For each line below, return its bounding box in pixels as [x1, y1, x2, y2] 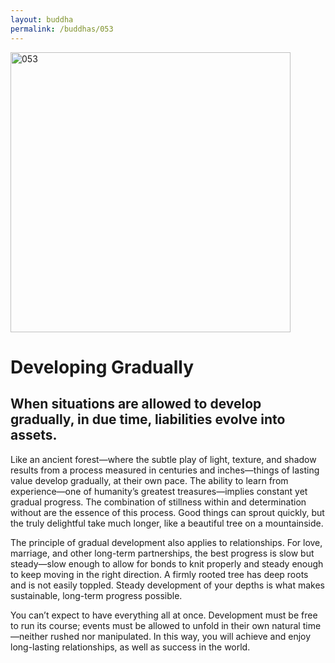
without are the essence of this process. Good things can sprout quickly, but [10, 506, 325, 518]
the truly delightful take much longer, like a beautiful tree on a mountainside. [10, 517, 324, 529]
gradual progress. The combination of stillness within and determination [10, 496, 307, 508]
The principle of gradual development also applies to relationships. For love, [10, 536, 323, 548]
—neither [10, 630, 49, 642]
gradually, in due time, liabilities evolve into [10, 411, 286, 428]
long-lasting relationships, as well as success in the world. [10, 641, 251, 653]
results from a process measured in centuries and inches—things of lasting [10, 464, 320, 476]
